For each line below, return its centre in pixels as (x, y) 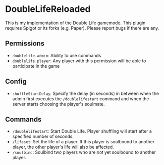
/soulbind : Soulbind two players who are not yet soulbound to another (84, 152)
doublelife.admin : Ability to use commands (56, 55)
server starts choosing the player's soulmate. (58, 104)
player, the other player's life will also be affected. (63, 147)
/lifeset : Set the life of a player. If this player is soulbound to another (83, 142)
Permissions (25, 44)
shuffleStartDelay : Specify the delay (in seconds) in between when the (86, 93)
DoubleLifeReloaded (48, 9)
